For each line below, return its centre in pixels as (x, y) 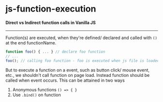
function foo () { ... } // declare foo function (55, 52)
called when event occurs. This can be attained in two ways (65, 80)
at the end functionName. (31, 43)
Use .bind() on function (37, 95)
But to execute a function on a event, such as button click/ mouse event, (77, 70)
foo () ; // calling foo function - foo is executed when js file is (75, 61)
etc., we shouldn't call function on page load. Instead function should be (78, 75)
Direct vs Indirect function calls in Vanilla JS (51, 22)
